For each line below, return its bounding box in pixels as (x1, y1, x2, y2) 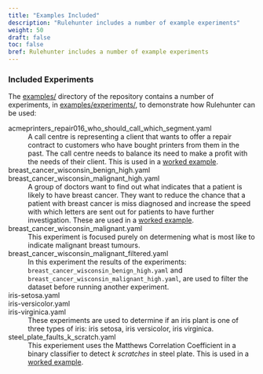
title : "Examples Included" (8, 11, 100, 20)
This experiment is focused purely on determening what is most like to (27, 233, 255, 242)
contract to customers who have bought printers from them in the (27, 141, 240, 150)
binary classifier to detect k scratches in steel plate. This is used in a (27, 349, 250, 358)
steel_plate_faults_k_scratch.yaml (8, 332, 116, 342)
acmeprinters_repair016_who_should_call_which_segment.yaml (8, 123, 212, 134)
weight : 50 (8, 26, 44, 34)
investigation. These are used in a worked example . (27, 215, 195, 225)
